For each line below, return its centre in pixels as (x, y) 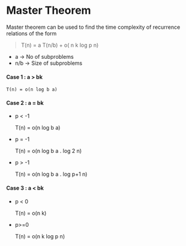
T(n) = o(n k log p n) (40, 236)
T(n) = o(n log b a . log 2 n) (48, 151)
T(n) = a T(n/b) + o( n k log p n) (60, 45)
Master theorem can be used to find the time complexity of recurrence (93, 27)
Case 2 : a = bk (25, 103)
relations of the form (31, 33)
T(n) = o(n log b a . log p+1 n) (51, 174)
